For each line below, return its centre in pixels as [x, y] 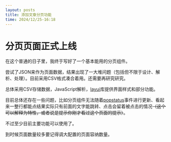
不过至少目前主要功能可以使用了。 [41, 124]
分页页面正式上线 [41, 46]
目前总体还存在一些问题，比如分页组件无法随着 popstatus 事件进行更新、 [80, 100]
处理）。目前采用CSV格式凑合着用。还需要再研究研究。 [71, 78]
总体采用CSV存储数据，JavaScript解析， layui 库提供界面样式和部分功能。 [82, 89]
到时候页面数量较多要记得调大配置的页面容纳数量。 [59, 134]
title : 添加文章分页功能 [28, 15]
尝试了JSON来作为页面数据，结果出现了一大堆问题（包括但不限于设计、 [81, 72]
